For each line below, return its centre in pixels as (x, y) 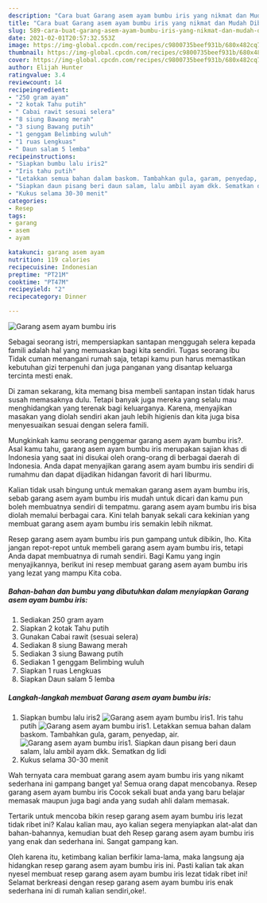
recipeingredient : (39, 90)
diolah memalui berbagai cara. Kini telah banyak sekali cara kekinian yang (129, 515)
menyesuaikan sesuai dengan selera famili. (79, 425)
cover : (19, 61)
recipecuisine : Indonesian (53, 267)
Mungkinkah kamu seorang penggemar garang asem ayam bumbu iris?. (126, 440)
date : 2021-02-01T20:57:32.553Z (62, 38)
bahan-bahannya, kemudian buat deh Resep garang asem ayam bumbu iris (131, 833)
